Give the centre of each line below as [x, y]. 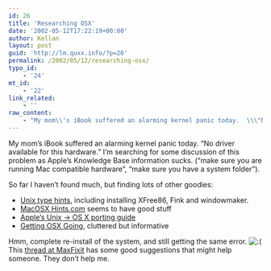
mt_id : [19, 83]
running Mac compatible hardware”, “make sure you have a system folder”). [134, 169]
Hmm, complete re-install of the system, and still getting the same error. [128, 241]
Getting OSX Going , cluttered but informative [94, 225]
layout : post [30, 46]
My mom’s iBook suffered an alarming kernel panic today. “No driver [122, 143]
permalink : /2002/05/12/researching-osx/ [79, 61]
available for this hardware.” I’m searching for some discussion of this [124, 152]
